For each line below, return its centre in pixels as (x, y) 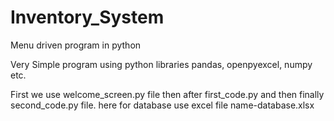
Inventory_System (87, 17)
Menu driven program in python (76, 45)
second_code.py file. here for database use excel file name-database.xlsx (162, 105)
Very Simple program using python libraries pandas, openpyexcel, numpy (161, 64)
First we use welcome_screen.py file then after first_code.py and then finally (167, 94)
